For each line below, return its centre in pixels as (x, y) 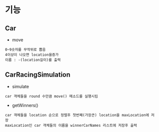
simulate (20, 86)
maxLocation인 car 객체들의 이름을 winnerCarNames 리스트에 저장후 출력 (71, 125)
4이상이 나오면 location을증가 (32, 55)
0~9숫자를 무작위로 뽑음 (25, 49)
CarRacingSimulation (38, 75)
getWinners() (25, 105)
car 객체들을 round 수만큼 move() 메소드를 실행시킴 (51, 96)
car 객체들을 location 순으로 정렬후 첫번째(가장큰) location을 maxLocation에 (77, 115)
